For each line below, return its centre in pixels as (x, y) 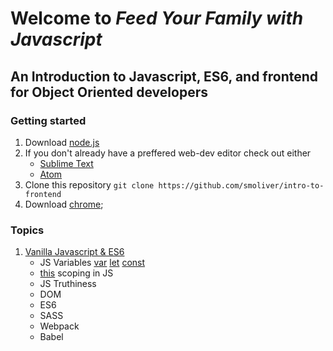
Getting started (48, 120)
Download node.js (62, 142)
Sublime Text (66, 163)
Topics (27, 230)
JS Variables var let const (92, 263)
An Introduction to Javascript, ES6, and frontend (164, 76)
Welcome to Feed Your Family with (157, 18)
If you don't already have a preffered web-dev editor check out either (168, 153)
